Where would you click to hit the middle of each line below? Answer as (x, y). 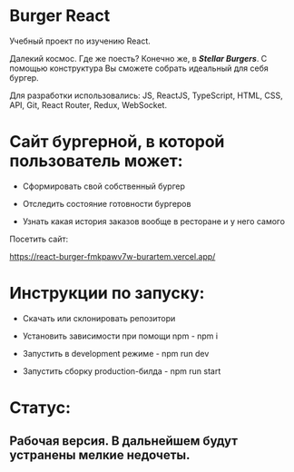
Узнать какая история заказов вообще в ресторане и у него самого (154, 221)
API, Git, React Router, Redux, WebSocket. (88, 104)
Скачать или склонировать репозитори (99, 318)
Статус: (40, 408)
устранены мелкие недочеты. (100, 455)
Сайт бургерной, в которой (117, 142)
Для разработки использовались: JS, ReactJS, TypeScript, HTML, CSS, (146, 95)
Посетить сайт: (39, 239)
